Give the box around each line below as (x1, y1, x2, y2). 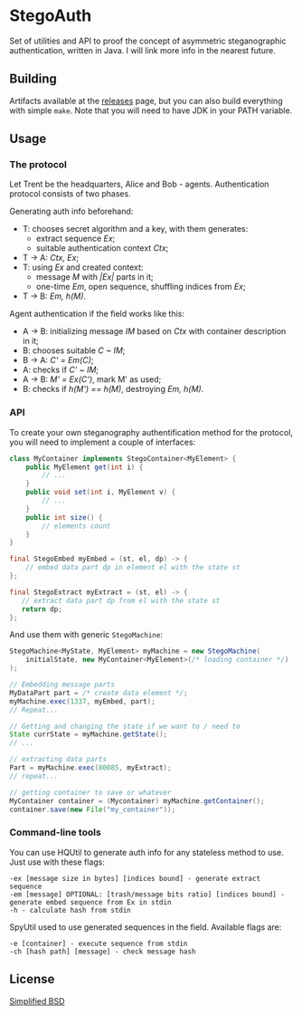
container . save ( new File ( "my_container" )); (9, 805, 176, 814)
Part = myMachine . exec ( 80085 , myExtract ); (9, 763, 172, 772)
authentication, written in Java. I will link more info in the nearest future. (9, 44, 276, 55)
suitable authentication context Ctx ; (35, 243, 169, 254)
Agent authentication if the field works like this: (9, 309, 185, 320)
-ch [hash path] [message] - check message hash (9, 947, 196, 956)
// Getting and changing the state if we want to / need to (9, 722, 241, 731)
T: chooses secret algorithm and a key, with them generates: (22, 224, 249, 235)
